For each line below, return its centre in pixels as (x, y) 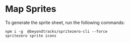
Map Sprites (31, 9)
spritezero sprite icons (31, 36)
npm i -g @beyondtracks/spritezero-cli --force (56, 31)
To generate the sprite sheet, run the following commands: (65, 22)
